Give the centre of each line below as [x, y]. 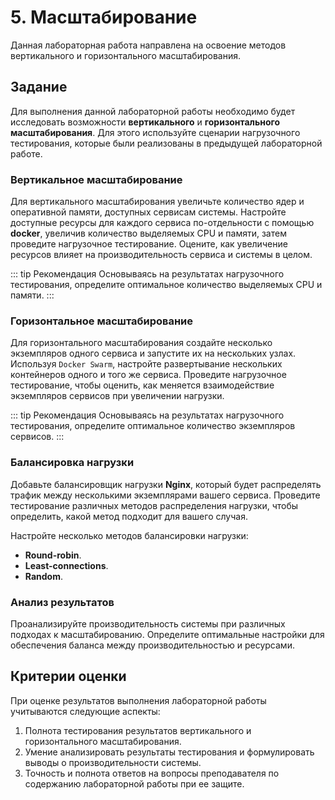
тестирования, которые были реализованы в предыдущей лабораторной [166, 143]
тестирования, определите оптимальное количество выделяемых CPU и [166, 285]
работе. [26, 153]
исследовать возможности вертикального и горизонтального [145, 122]
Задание [39, 87]
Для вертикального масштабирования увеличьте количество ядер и [157, 202]
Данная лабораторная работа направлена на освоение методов [148, 45]
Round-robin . [53, 555]
